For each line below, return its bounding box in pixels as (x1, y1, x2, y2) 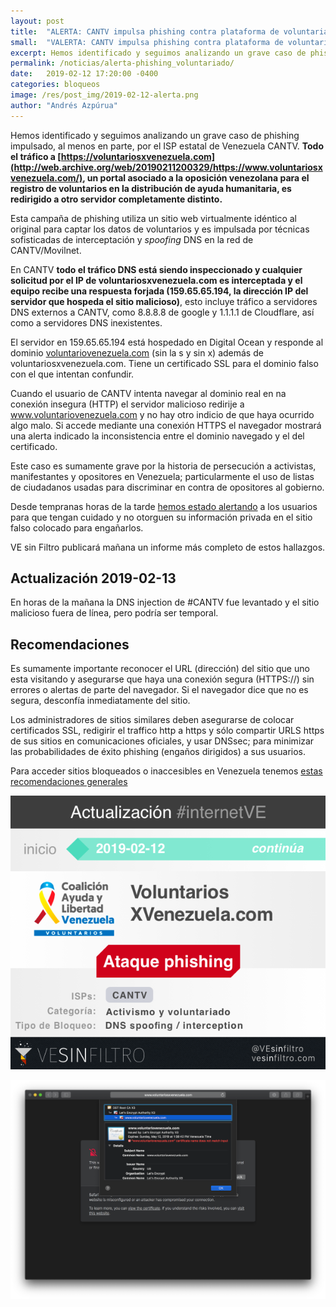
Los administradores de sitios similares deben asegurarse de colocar (10, 714, 295, 726)
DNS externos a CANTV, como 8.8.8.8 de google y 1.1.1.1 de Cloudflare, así (10, 306, 315, 318)
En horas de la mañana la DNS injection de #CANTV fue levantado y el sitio (10, 596, 320, 609)
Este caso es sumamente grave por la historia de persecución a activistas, (10, 460, 317, 472)
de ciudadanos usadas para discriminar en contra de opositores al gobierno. (10, 481, 325, 493)
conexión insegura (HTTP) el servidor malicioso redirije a (10, 398, 245, 410)
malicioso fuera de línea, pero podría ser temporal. (10, 607, 219, 619)
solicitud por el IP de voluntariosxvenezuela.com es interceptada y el (10, 274, 303, 286)
